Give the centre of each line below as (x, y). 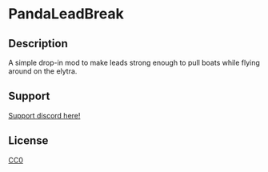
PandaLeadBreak (66, 14)
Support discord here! (44, 115)
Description (38, 44)
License (28, 141)
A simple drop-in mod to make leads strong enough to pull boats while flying (134, 62)
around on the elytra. (43, 71)
